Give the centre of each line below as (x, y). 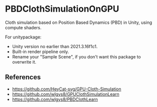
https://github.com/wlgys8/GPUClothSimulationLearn (66, 94)
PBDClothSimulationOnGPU (62, 9)
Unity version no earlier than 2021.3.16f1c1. (55, 46)
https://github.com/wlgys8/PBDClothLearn (55, 99)
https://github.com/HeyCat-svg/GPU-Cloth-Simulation (67, 89)
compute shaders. (23, 27)
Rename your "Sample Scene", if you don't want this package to (77, 56)
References (23, 77)
